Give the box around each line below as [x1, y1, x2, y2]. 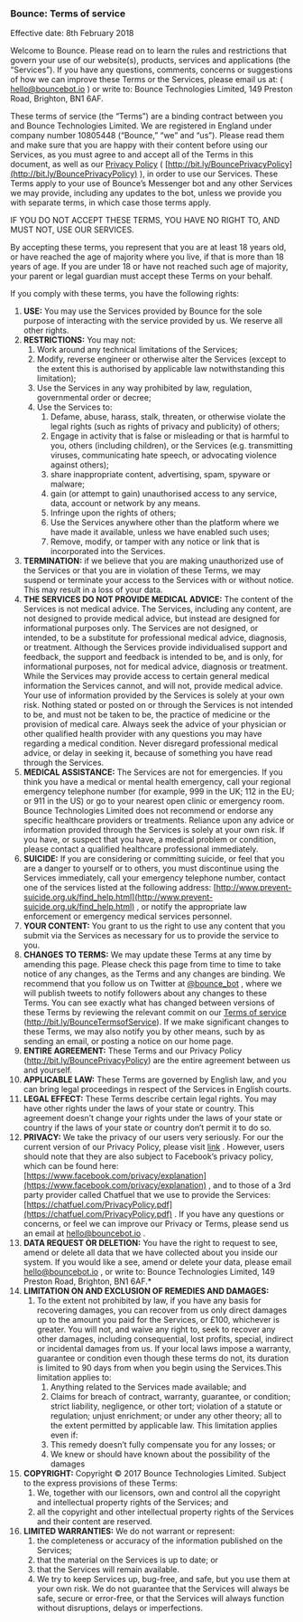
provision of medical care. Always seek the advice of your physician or [23, 719, 287, 730]
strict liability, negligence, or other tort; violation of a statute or [50, 1400, 283, 1412]
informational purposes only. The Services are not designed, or [23, 623, 259, 634]
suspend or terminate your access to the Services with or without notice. [23, 575, 294, 586]
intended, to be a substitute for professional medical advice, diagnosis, [23, 632, 288, 644]
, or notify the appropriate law [136, 901, 247, 912]
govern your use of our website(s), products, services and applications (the [10, 55, 291, 66]
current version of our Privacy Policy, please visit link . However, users [23, 1142, 285, 1153]
